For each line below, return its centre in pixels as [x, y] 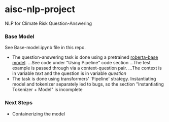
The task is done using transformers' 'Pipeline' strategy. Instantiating [84, 79]
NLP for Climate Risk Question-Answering [48, 23]
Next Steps [19, 103]
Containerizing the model [39, 114]
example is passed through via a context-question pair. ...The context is [87, 68]
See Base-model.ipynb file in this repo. [45, 48]
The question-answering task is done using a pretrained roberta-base [85, 57]
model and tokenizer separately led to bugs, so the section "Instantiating [88, 84]
